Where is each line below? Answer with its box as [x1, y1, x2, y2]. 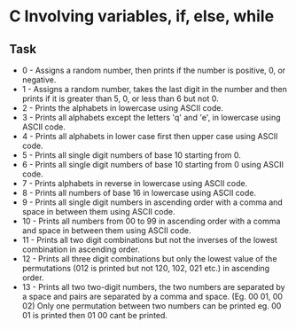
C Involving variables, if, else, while [9, 6, 275, 27]
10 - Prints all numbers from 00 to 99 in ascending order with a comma [21, 215, 281, 226]
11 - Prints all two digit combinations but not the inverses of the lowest [21, 235, 277, 245]
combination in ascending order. [21, 244, 140, 255]
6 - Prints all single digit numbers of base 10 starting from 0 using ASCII [21, 160, 284, 169]
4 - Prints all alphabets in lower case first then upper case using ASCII [21, 131, 278, 141]
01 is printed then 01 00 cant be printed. [21, 310, 168, 320]
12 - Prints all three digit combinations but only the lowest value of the [21, 254, 277, 263]
